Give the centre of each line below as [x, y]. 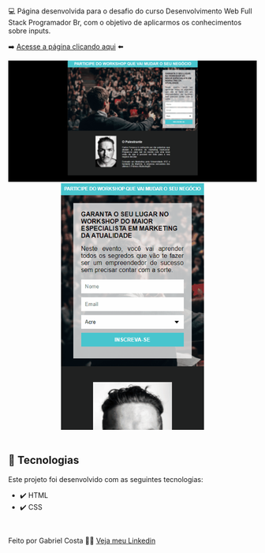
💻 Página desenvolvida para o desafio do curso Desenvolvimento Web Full [130, 11]
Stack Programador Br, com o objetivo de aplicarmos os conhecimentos [125, 22]
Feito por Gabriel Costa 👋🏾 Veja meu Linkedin [82, 540]
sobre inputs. [30, 31]
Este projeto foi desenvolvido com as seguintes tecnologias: [106, 479]
